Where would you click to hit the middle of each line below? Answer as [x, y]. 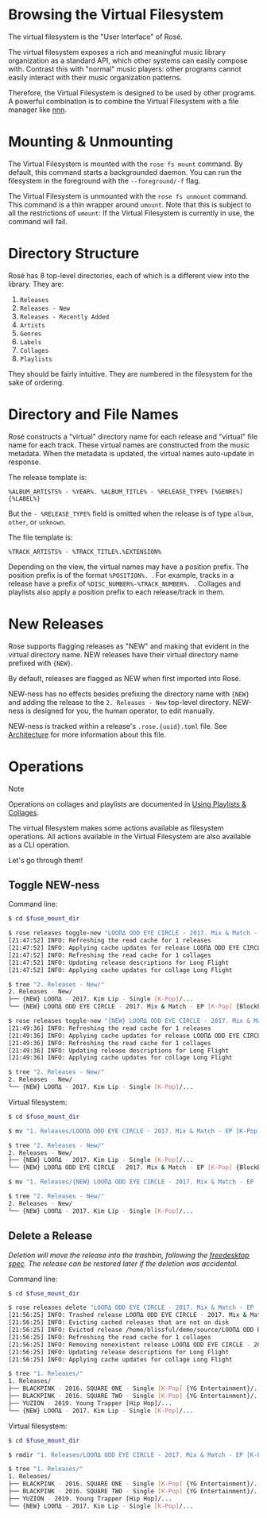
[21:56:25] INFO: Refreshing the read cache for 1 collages [110, 1337]
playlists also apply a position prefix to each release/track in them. [116, 592]
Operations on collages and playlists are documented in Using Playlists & [127, 804]
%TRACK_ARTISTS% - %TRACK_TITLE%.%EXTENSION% [85, 552]
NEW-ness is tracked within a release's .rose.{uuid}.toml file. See [118, 726]
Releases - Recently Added [64, 317]
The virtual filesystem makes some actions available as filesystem [116, 827]
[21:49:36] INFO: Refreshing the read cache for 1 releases [110, 1028]
